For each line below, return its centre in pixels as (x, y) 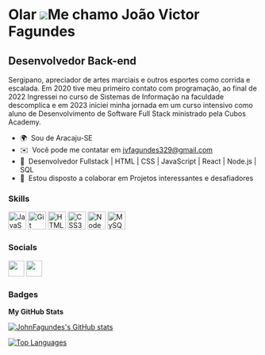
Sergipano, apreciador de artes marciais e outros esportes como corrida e (129, 80)
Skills (19, 199)
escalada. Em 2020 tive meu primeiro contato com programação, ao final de (133, 88)
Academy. (25, 122)
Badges (23, 294)
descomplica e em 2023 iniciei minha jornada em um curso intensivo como (131, 105)
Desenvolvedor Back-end (73, 61)
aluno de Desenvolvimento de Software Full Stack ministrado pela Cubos (127, 114)
